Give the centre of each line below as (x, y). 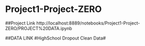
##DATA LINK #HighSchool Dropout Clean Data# (56, 38)
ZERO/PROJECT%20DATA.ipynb (39, 28)
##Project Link (20, 23)
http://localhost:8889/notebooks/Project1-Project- (88, 23)
